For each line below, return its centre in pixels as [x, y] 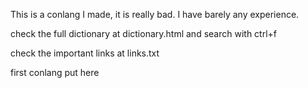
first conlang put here [55, 72]
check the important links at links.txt [85, 53]
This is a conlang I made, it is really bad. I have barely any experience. [155, 14]
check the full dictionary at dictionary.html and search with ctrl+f [144, 33]
